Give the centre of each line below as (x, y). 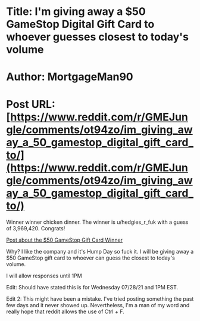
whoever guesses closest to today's (98, 37)
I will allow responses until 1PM (44, 276)
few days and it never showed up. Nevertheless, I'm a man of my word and (98, 305)
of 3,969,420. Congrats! (36, 229)
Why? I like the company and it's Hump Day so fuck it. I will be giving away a (100, 252)
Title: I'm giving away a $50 (76, 12)
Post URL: (31, 104)
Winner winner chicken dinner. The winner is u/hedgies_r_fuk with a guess (97, 222)
